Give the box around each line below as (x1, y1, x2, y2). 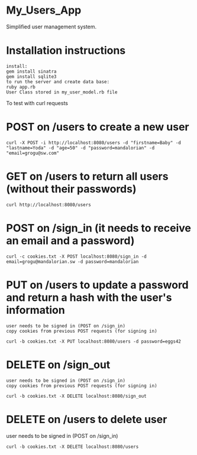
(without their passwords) (6, 183, 137, 196)
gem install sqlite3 (6, 73, 57, 80)
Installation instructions (6, 44, 126, 57)
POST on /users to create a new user (6, 121, 189, 134)
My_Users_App (6, 4, 82, 17)
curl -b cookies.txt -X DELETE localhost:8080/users (6, 444, 139, 450)
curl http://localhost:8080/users (6, 201, 92, 207)
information (6, 303, 65, 317)
